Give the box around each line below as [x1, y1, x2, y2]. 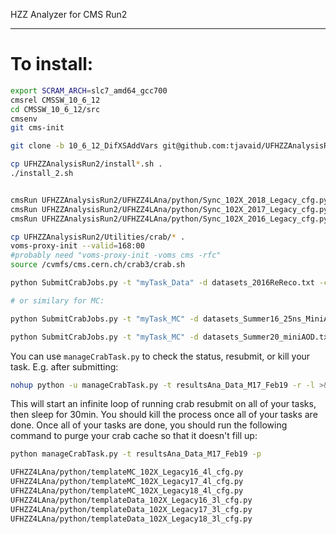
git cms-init [10, 123, 65, 133]
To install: [10, 53, 94, 76]
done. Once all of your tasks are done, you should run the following [10, 419, 288, 431]
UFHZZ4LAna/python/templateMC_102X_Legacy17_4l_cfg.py [10, 477, 244, 487]
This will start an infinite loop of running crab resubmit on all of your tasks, [10, 398, 317, 410]
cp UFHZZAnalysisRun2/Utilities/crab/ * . [10, 232, 186, 242]
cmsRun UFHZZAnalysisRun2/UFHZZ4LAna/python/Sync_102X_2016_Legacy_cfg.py [10, 214, 329, 224]
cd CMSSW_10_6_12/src [10, 104, 101, 114]
